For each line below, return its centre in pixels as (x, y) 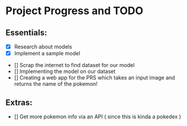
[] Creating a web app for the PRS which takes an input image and (94, 78)
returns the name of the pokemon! (56, 84)
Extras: (19, 102)
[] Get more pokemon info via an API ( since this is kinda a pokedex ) (98, 117)
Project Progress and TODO (74, 11)
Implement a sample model (47, 54)
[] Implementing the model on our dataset (65, 71)
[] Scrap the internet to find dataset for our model (74, 65)
